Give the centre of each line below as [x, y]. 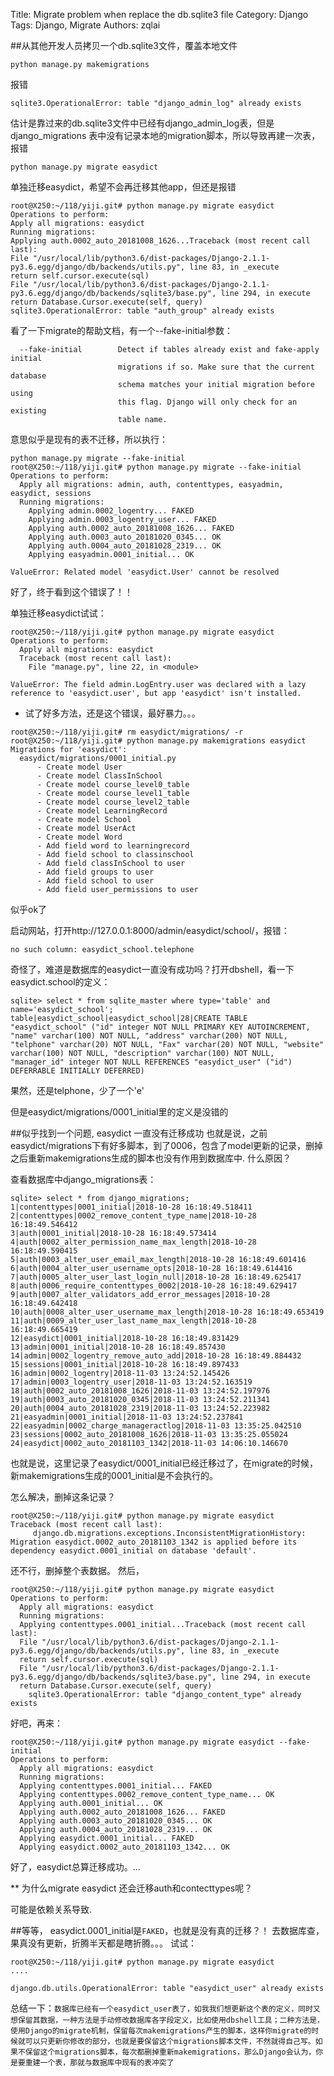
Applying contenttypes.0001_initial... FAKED [116, 1786]
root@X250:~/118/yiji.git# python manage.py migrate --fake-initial [156, 467]
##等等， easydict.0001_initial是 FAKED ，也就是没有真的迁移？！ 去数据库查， [167, 1930]
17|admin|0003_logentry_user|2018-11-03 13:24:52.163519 [131, 1382]
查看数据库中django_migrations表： [83, 1179]
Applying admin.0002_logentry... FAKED [111, 511]
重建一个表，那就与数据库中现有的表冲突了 [99, 2063]
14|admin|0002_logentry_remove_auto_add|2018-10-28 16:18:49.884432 [156, 1356]
